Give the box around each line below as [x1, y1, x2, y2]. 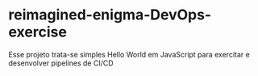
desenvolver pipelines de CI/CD [8, 58, 114, 68]
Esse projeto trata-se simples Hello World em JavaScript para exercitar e [8, 49, 250, 59]
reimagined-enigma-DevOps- [8, 6, 212, 24]
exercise [8, 23, 67, 41]
